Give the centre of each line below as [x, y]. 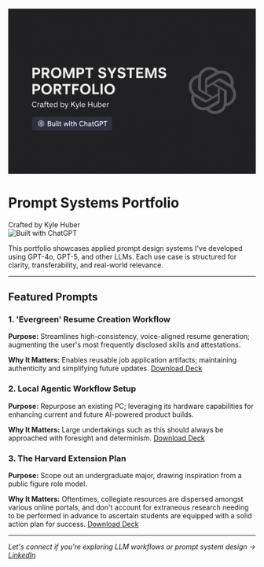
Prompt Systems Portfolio [93, 202]
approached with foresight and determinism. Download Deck [107, 438]
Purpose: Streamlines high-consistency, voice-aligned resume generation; [129, 337]
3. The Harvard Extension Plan [67, 458]
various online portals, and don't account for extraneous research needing [128, 507]
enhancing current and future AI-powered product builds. [101, 414]
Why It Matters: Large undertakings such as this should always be [116, 429]
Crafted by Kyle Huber [44, 224]
